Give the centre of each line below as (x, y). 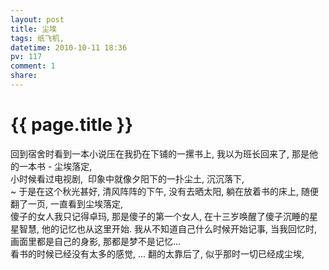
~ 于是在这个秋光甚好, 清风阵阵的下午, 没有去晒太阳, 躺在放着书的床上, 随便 (165, 191)
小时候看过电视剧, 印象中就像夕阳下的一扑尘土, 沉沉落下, (127, 178)
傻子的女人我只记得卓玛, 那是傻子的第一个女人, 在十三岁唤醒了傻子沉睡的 (160, 216)
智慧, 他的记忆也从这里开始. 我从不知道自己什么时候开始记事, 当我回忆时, (167, 228)
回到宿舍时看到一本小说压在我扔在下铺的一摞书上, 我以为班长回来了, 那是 (160, 153)
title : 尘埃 (33, 29)
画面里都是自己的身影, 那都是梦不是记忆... (96, 241)
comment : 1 (33, 66)
